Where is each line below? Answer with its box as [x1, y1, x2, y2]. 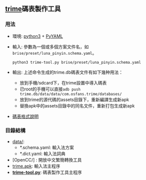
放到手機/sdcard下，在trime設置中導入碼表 [19, 80, 107, 86]
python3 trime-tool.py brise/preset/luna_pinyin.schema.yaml [12, 60, 142, 65]
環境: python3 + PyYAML [12, 33, 63, 39]
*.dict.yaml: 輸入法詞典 [19, 151, 66, 157]
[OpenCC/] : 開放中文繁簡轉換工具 [12, 157, 82, 163]
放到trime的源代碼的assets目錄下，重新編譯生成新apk [19, 96, 130, 102]
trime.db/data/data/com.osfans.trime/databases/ [19, 91, 122, 96]
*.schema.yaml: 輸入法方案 [19, 144, 74, 150]
